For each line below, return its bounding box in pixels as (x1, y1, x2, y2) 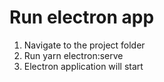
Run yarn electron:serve (23, 49, 124, 61)
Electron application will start (23, 60, 144, 72)
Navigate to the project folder (23, 39, 146, 51)
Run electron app (9, 6, 155, 29)
